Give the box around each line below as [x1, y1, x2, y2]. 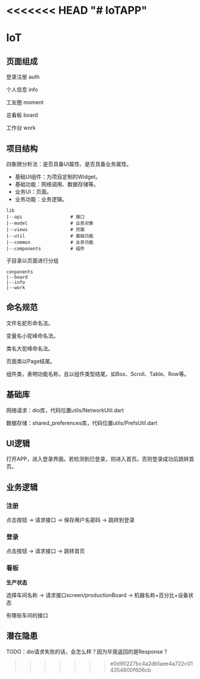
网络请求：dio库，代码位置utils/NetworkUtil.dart [6, 407, 124, 414]
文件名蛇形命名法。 [6, 319, 54, 326]
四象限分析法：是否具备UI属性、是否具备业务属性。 [6, 160, 133, 168]
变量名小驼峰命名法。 [6, 332, 59, 339]
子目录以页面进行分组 [6, 257, 59, 264]
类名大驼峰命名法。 [6, 345, 54, 352]
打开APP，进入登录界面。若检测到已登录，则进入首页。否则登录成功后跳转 [6, 456, 189, 463]
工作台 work [6, 124, 36, 132]
